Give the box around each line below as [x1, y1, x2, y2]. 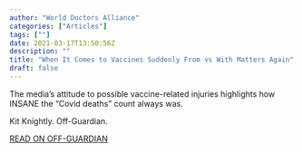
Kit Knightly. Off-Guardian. [9, 115, 109, 127]
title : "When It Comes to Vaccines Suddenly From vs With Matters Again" [9, 55, 295, 64]
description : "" [9, 47, 71, 56]
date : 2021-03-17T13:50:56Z [9, 38, 116, 48]
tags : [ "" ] [9, 30, 51, 39]
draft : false [9, 64, 59, 73]
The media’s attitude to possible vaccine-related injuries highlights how [9, 88, 276, 100]
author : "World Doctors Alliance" [9, 13, 141, 23]
